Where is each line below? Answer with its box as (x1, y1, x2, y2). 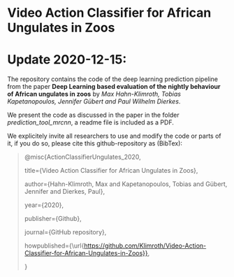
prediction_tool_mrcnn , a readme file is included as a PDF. (7, 118, 175, 127)
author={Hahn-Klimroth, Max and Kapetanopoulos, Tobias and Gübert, (24, 180, 228, 188)
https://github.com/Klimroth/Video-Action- (83, 241, 207, 250)
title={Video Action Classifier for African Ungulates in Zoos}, (24, 166, 198, 175)
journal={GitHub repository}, (24, 228, 107, 236)
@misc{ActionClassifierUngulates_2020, (24, 152, 141, 162)
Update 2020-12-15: (7, 52, 127, 68)
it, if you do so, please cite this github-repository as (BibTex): (7, 139, 183, 148)
